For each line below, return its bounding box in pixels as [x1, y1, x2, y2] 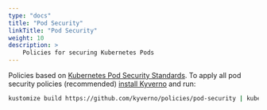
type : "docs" [8, 11, 52, 20]
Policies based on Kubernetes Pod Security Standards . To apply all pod [8, 71, 242, 80]
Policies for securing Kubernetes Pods [22, 49, 155, 57]
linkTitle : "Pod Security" [8, 26, 98, 34]
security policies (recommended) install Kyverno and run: [8, 79, 196, 88]
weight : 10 [8, 33, 44, 42]
